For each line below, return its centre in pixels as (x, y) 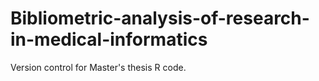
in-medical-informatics (109, 39)
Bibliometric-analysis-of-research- (160, 18)
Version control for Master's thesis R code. (98, 67)
